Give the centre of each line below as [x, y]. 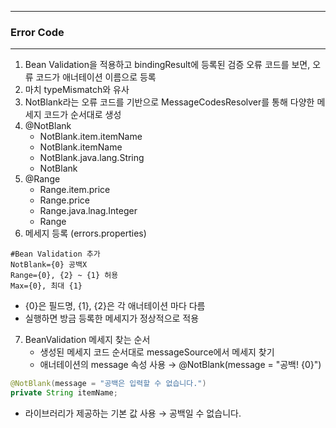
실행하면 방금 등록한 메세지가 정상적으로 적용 [112, 318]
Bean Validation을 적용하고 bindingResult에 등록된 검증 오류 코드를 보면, [167, 65]
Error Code [37, 32]
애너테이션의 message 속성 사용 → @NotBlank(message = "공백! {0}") [180, 365]
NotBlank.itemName [81, 147]
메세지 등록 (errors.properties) [85, 233]
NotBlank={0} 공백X [49, 265]
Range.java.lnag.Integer [88, 211]
